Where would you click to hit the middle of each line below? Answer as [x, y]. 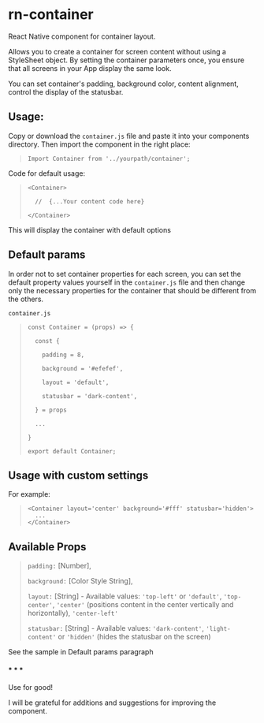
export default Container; [72, 451]
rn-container [51, 15]
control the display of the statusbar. [66, 91]
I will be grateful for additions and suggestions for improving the [112, 703]
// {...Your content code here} [90, 201]
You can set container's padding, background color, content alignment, [123, 84]
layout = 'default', [76, 382]
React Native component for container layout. [82, 36]
